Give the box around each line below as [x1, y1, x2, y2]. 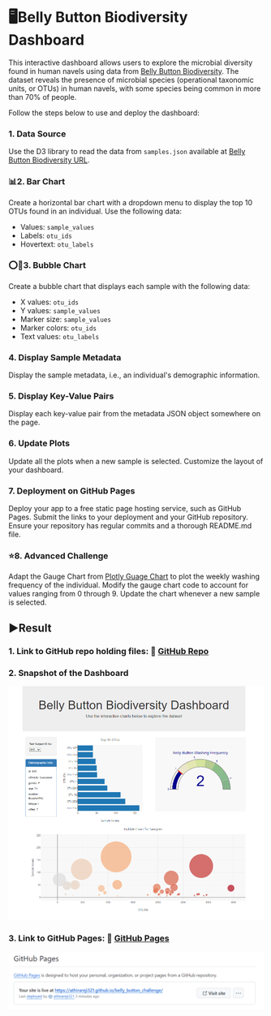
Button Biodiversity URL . [8, 155, 90, 165]
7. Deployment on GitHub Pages [8, 485, 135, 497]
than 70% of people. [8, 92, 77, 101]
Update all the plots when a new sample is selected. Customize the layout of [8, 456, 264, 466]
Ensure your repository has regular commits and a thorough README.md [8, 521, 252, 531]
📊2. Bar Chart [8, 176, 66, 187]
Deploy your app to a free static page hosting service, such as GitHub [8, 504, 242, 514]
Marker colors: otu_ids [19, 323, 97, 333]
